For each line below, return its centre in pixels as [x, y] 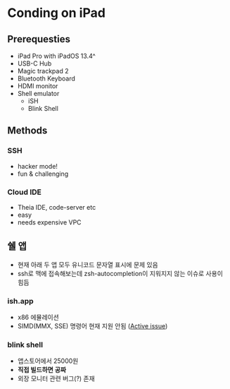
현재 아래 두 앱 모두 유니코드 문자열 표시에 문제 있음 [88, 264]
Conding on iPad [56, 13]
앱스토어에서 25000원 [48, 361]
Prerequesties [39, 39]
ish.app [20, 301]
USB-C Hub [34, 64]
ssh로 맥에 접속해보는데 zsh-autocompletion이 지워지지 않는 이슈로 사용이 [120, 273]
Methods [27, 131]
